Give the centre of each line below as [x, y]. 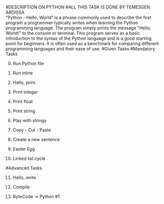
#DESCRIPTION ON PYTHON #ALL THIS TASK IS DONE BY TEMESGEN [78, 7]
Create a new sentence [36, 140]
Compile [21, 187]
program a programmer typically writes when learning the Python [72, 23]
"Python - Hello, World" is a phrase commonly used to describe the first [79, 17]
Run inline [23, 73]
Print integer [25, 92]
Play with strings [30, 120]
